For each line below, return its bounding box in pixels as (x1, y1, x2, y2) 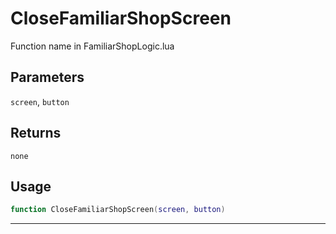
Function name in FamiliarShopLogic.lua (10, 40, 175, 52)
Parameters (10, 69, 85, 86)
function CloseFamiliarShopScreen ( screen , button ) (10, 205, 226, 215)
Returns (10, 125, 62, 142)
